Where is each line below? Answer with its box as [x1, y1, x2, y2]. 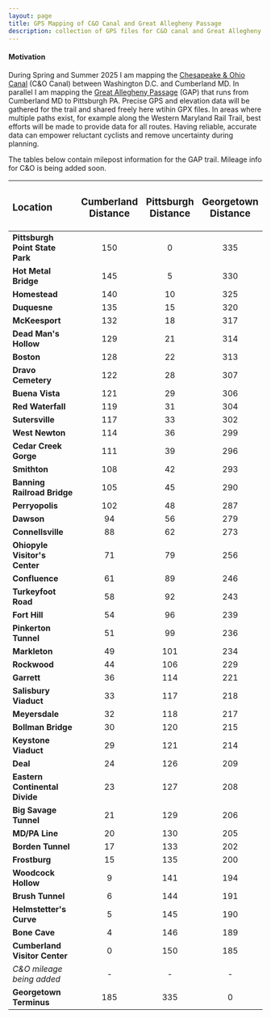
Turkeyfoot [12, 586, 56, 597]
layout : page [8, 11, 52, 20]
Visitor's [12, 549, 46, 561]
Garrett [12, 672, 41, 683]
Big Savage [12, 804, 57, 816]
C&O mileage [12, 963, 63, 974]
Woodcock [12, 867, 55, 878]
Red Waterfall [12, 401, 66, 412]
